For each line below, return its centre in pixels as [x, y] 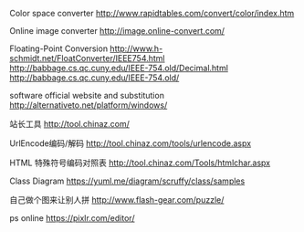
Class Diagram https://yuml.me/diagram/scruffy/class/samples [127, 181]
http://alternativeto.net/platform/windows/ [89, 105]
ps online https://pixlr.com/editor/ [72, 218]
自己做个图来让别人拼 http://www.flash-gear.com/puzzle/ [117, 200]
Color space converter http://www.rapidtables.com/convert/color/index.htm [152, 13]
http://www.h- [136, 48]
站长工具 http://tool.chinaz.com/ [69, 124]
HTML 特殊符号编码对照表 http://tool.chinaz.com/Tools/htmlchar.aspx [140, 163]
